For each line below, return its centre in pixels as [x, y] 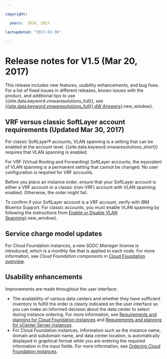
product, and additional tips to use [40, 96]
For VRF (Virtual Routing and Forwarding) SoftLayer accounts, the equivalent [83, 162]
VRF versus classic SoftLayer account [65, 122]
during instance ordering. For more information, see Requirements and [84, 314]
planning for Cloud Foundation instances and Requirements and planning [87, 320]
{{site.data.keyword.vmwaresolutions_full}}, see [54, 101]
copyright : [16, 14]
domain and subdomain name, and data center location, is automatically [86, 335]
